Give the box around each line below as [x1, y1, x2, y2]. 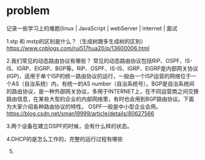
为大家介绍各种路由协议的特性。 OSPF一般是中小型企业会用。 [6, 103, 162, 110]
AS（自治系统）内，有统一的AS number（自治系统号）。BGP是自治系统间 [11, 80, 195, 87]
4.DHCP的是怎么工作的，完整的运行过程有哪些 [6, 135, 124, 142]
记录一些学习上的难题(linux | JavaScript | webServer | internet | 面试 [6, 24, 177, 32]
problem [6, 4, 50, 18]
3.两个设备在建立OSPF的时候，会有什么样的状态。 [6, 122, 133, 129]
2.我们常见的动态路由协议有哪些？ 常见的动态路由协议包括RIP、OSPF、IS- [6, 57, 193, 64]
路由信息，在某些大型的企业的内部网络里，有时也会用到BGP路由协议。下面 [6, 95, 195, 103]
